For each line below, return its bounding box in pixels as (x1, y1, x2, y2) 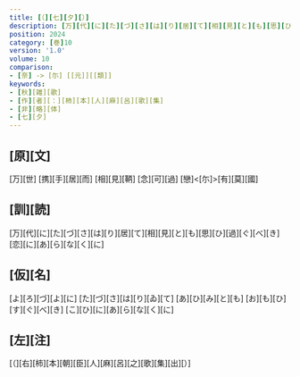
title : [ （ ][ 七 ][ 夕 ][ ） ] (9, 13, 90, 22)
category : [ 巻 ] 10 (9, 38, 73, 47)
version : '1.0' (9, 46, 66, 55)
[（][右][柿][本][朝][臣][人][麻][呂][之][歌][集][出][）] (9, 358, 191, 369)
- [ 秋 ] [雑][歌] (9, 88, 62, 96)
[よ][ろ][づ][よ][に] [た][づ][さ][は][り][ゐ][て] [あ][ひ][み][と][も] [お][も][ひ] (9, 292, 287, 304)
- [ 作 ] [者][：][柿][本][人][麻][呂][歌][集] (9, 96, 164, 105)
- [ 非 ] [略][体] (9, 105, 62, 113)
